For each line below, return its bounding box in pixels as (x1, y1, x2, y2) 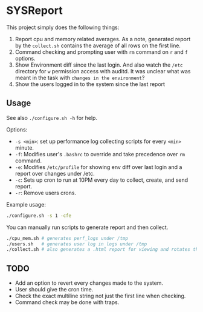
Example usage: (6, 201, 47, 208)
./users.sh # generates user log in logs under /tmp (6, 241, 147, 247)
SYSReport (6, 4, 63, 18)
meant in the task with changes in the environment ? (14, 74, 145, 81)
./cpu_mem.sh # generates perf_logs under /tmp (6, 235, 129, 241)
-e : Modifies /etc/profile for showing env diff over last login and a (14, 163, 182, 170)
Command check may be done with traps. (14, 299, 120, 306)
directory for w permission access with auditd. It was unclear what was (14, 67, 191, 75)
